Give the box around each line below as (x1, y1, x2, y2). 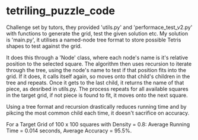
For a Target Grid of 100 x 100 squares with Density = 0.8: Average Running (6, 121, 190, 128)
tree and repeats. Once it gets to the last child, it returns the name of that (6, 79, 184, 86)
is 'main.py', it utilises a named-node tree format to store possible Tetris (6, 36, 181, 43)
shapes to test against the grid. (6, 43, 82, 50)
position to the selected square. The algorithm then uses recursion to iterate (6, 60, 192, 67)
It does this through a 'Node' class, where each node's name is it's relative (6, 54, 189, 61)
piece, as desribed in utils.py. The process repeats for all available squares (6, 85, 189, 92)
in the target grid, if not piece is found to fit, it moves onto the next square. (6, 92, 188, 99)
